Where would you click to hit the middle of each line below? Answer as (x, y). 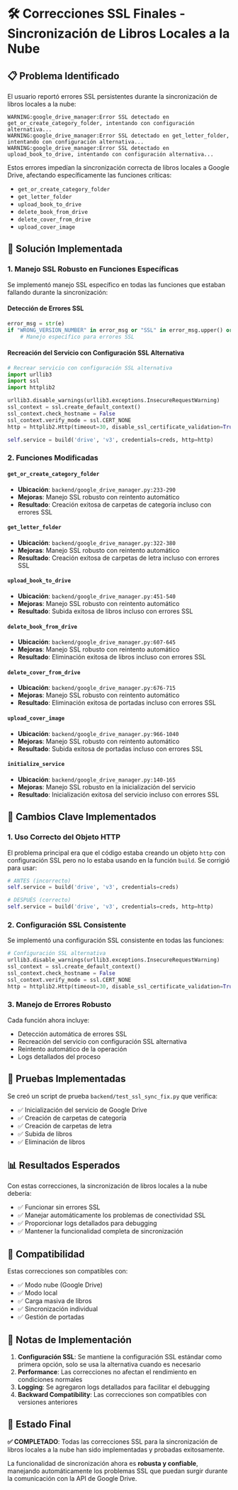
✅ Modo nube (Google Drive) (60, 1285)
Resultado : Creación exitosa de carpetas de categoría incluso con (114, 504)
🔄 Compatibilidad (46, 1254)
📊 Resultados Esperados (64, 1166)
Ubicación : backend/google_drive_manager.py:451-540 (96, 596)
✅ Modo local (38, 1293)
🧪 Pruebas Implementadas (67, 1079)
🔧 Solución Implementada (65, 249)
